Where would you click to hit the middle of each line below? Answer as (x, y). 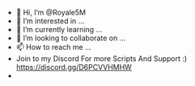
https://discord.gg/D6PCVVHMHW (74, 67)
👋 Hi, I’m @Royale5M (51, 12)
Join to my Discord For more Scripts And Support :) (102, 59)
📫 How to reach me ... (53, 47)
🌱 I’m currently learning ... (59, 29)
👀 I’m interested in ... (50, 21)
